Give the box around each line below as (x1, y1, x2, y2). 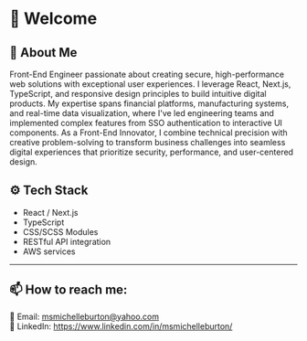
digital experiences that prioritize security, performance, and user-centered (9, 146, 294, 157)
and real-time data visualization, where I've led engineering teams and (9, 108, 274, 118)
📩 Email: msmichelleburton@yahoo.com (9, 311, 160, 322)
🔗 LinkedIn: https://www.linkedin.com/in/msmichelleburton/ (9, 320, 233, 332)
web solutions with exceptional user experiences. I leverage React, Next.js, (9, 79, 291, 90)
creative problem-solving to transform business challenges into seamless (9, 137, 286, 147)
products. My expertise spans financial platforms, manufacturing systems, (9, 98, 290, 109)
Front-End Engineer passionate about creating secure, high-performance (9, 69, 285, 80)
